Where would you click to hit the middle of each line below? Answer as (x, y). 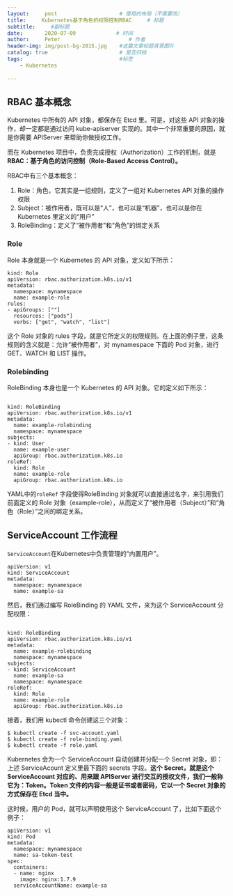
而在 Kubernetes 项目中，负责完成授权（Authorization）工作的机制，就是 (112, 152)
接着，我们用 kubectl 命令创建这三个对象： (69, 720)
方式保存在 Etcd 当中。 (40, 794)
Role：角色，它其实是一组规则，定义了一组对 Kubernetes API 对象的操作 (121, 191)
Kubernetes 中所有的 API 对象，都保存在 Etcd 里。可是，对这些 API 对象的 (113, 120)
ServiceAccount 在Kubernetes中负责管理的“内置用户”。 (85, 553)
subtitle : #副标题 (39, 26)
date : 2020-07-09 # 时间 (70, 33)
